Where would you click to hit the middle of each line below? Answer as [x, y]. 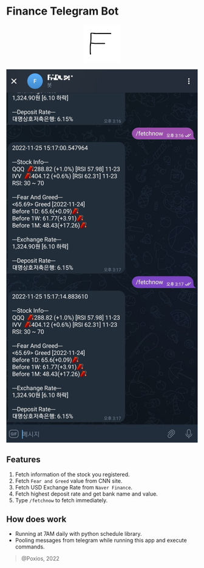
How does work [36, 519]
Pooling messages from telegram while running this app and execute [101, 541]
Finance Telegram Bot [63, 11]
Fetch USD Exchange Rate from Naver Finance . [73, 487]
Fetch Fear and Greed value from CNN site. [69, 481]
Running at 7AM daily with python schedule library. [78, 534]
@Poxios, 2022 [40, 559]
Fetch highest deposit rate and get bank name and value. [86, 494]
